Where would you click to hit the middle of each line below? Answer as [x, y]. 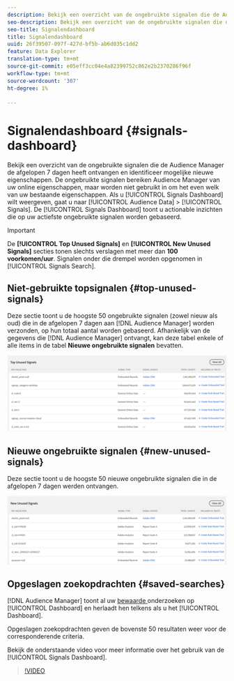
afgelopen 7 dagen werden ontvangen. [63, 486]
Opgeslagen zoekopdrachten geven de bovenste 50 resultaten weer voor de [117, 629]
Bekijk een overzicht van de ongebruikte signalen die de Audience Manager [116, 165]
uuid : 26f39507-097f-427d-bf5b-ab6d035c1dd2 [73, 44]
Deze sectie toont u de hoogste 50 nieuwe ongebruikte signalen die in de [112, 479]
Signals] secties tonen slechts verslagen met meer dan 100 [93, 252]
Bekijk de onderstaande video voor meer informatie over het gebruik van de [116, 650]
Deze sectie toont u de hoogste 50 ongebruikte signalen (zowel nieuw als [112, 316]
